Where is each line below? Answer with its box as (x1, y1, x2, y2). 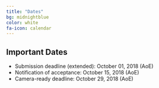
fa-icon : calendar (6, 25, 52, 31)
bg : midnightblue (6, 14, 49, 20)
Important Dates (6, 47, 68, 57)
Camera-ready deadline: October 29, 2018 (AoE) (14, 75, 133, 83)
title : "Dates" (6, 8, 44, 15)
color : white (6, 19, 39, 25)
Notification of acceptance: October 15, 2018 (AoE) (14, 69, 139, 76)
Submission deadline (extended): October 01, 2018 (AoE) (14, 63, 154, 70)
